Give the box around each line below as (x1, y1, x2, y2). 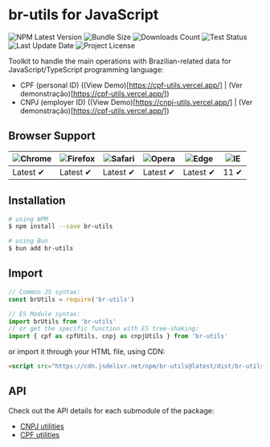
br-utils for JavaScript (8, 6, 159, 24)
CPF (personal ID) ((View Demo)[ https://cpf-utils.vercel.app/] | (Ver (19, 80, 243, 90)
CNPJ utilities (19, 421, 64, 431)
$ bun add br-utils (8, 245, 74, 253)
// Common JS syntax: (8, 287, 81, 296)
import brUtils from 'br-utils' (8, 317, 117, 326)
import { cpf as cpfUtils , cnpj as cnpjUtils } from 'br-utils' (8, 332, 228, 340)
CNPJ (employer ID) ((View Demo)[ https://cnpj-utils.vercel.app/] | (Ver (19, 97, 253, 107)
